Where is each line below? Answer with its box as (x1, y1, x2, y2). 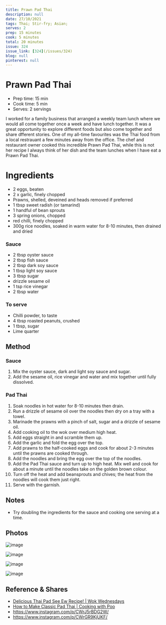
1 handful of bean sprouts (12, 208, 65, 213)
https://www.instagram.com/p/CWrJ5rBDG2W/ (12, 609, 109, 615)
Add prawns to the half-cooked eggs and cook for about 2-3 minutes (12, 445, 154, 451)
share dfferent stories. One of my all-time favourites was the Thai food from (5, 132, 160, 138)
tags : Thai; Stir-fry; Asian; (5, 21, 68, 26)
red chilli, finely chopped (12, 218, 64, 224)
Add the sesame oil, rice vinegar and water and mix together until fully (12, 374, 157, 380)
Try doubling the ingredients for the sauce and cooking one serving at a (12, 509, 160, 515)
